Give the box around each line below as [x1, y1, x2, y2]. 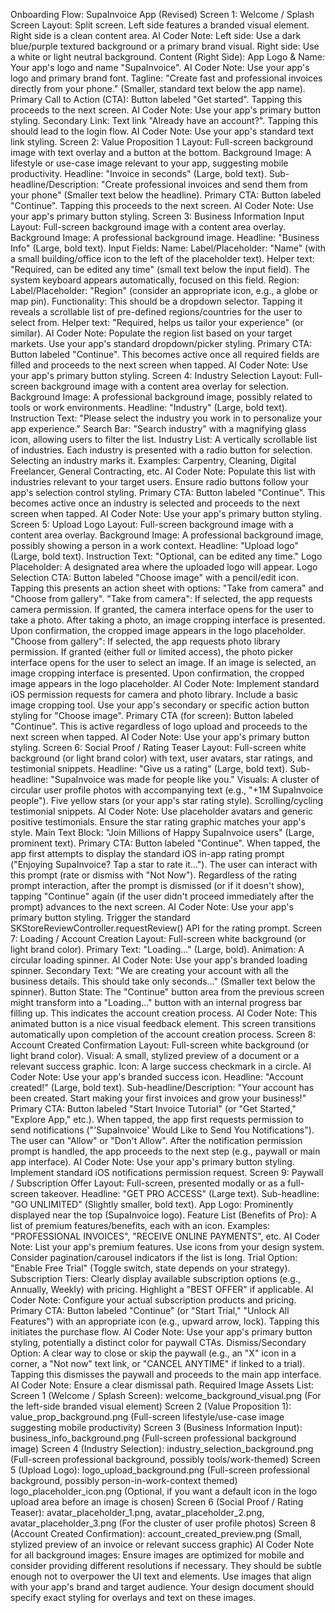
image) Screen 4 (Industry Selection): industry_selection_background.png [10, 1443, 314, 1454]
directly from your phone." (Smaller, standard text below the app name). [10, 83, 306, 94]
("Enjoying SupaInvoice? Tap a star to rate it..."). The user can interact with [10, 859, 318, 870]
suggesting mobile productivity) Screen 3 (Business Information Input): [10, 1422, 303, 1433]
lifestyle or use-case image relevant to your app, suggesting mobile [10, 157, 289, 169]
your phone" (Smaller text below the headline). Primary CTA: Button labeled [10, 189, 322, 201]
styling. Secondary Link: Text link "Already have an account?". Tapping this [10, 115, 318, 126]
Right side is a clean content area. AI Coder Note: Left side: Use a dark [10, 30, 302, 41]
